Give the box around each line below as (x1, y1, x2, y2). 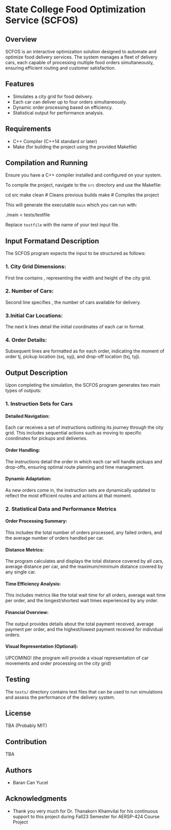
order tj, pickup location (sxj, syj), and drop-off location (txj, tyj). (5, 353, 141, 360)
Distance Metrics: (5, 546, 45, 552)
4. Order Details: (5, 337, 47, 344)
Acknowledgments (5, 794, 68, 803)
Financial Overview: (5, 609, 49, 615)
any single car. (5, 569, 36, 575)
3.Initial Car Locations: (5, 312, 63, 319)
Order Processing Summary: (5, 518, 68, 524)
